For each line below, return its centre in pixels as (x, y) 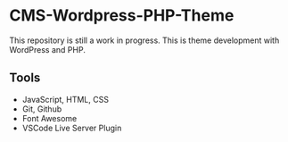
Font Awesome (49, 118)
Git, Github (42, 109)
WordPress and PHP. (48, 49)
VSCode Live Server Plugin (72, 128)
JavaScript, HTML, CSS (66, 99)
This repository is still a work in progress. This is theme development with (144, 40)
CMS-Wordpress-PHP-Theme (122, 16)
